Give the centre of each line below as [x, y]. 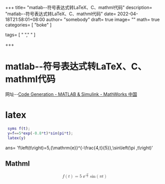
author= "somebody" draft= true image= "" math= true [103, 20]
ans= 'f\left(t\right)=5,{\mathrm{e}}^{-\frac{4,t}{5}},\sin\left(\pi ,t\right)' [79, 148]
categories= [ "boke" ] [29, 25]
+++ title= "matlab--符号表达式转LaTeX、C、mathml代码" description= [79, 7]
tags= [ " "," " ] [20, 35]
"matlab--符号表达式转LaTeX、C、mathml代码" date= [61, 14]
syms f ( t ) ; [19, 128]
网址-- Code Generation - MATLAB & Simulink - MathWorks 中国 [71, 94]
